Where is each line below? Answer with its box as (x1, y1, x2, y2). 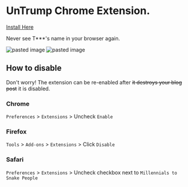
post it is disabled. (6, 85, 51, 92)
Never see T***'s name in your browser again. (6, 35, 120, 42)
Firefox (6, 127, 27, 135)
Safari (6, 155, 24, 164)
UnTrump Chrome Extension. (6, 4, 150, 18)
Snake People (6, 175, 38, 181)
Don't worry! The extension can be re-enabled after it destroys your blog (6, 79, 182, 86)
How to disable (6, 63, 62, 73)
